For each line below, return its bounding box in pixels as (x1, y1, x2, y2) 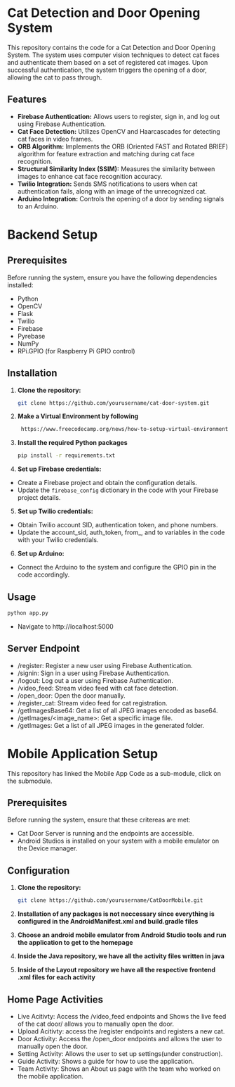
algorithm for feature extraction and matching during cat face (17, 149, 195, 158)
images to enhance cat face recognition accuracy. (17, 172, 163, 180)
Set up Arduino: (17, 549, 65, 558)
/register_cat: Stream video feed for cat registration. (17, 698, 168, 707)
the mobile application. (17, 1072, 84, 1080)
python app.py (7, 610, 49, 617)
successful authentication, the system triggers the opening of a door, (7, 65, 207, 74)
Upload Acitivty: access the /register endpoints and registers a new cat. (17, 1026, 225, 1036)
